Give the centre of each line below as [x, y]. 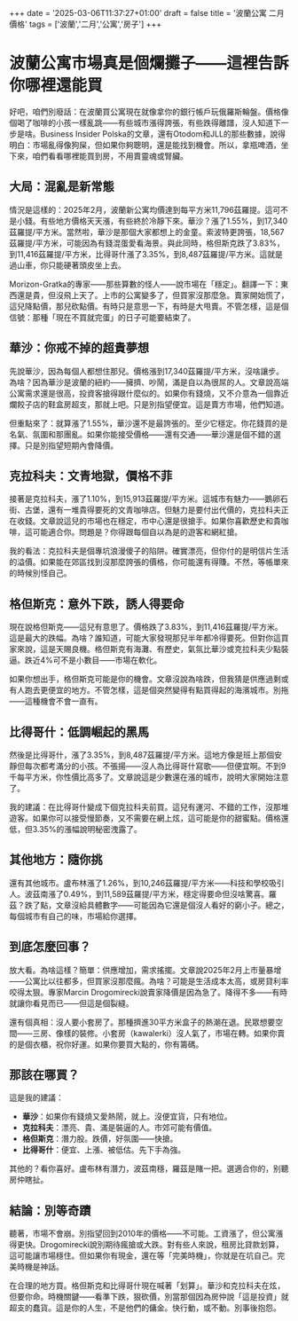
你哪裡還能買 [56, 86]
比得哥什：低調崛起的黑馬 [79, 731]
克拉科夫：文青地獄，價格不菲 [91, 476]
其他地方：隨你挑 [56, 860]
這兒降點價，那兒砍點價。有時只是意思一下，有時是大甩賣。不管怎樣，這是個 [149, 306]
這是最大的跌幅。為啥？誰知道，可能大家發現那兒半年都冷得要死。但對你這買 [149, 638]
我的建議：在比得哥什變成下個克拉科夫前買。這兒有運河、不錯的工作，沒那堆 [149, 807]
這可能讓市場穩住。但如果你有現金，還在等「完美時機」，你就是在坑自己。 [143, 1256]
